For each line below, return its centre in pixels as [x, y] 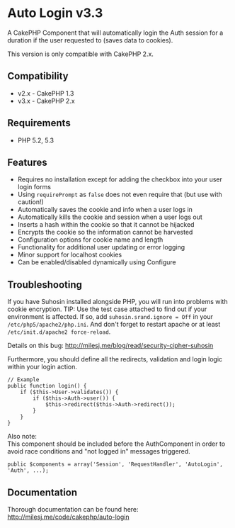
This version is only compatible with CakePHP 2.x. [81, 54]
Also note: [22, 437]
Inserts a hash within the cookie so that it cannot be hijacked [106, 225]
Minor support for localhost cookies [70, 255]
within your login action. [42, 367]
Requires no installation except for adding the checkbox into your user [120, 179]
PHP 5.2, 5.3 [36, 140]
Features [27, 162]
